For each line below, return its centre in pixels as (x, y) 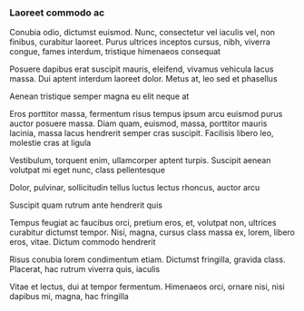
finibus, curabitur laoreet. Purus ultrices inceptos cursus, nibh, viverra (140, 42)
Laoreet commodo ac (57, 13)
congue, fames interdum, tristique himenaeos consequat (115, 52)
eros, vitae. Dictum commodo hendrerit (83, 242)
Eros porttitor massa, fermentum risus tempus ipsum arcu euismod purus (146, 114)
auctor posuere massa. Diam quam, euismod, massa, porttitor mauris (138, 123)
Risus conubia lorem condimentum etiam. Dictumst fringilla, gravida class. (147, 259)
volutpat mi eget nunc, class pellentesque (88, 170)
